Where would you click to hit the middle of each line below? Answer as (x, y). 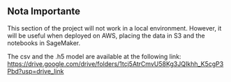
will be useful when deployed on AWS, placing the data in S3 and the (106, 35)
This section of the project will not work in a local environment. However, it (114, 28)
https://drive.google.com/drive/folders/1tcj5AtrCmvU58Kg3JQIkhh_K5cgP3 (115, 64)
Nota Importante (44, 11)
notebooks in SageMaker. (44, 43)
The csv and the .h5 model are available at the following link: (94, 56)
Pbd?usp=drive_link (36, 71)
